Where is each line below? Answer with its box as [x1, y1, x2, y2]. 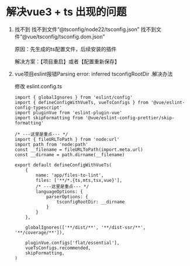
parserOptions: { [46, 194, 89, 199]
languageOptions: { [36, 188, 83, 195]
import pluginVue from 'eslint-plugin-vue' [14, 109, 123, 116]
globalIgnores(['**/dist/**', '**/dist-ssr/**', [25, 224, 146, 230]
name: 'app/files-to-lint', [36, 172, 104, 178]
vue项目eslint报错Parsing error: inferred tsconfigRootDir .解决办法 [14, 70, 173, 77]
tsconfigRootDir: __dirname [56, 199, 125, 205]
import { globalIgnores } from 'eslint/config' [14, 94, 133, 100]
